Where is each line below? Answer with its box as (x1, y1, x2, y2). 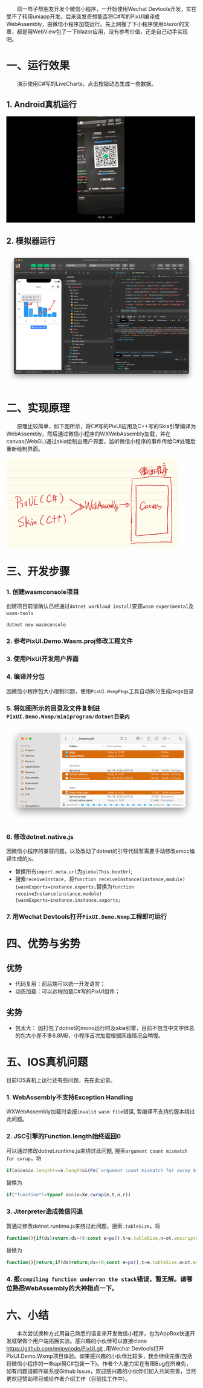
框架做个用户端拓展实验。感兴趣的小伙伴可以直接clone (11, 1337, 147, 1344)
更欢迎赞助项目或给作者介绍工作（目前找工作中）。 (6, 1375, 131, 1383)
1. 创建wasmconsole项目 (6, 588, 79, 596)
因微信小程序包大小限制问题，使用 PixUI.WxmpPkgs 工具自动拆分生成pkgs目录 (6, 687, 195, 694)
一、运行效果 (6, 59, 71, 73)
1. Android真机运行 (6, 99, 77, 110)
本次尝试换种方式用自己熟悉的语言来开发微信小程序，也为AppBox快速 (17, 1330, 190, 1337)
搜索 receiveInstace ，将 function (14, 876, 97, 883)
